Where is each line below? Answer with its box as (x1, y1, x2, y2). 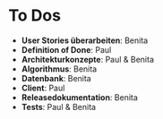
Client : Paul (21, 82, 65, 93)
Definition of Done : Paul (21, 44, 112, 55)
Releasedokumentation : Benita (21, 91, 138, 103)
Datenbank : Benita (21, 72, 91, 83)
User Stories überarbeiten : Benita (21, 35, 149, 46)
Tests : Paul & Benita (21, 101, 96, 112)
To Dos (8, 5, 62, 26)
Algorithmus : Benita (21, 64, 98, 74)
